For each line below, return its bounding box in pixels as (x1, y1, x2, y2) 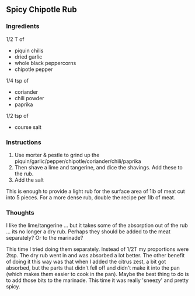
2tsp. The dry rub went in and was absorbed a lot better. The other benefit (6, 252, 185, 259)
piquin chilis (14, 47, 44, 54)
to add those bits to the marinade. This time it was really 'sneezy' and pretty (6, 277, 189, 284)
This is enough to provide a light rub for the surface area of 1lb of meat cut (6, 188, 185, 195)
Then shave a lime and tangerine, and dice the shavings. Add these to (14, 164, 183, 171)
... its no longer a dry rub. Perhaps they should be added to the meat (6, 228, 171, 235)
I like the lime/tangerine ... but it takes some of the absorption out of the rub (6, 222, 188, 229)
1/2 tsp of (6, 112, 29, 119)
